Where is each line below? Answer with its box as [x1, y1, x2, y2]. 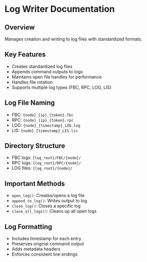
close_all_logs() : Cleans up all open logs [11, 208, 97, 214]
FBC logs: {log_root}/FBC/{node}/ [11, 155, 81, 161]
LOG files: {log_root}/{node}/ [11, 165, 73, 171]
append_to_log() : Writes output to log [11, 198, 87, 204]
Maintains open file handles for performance [11, 74, 102, 80]
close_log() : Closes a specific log [11, 203, 81, 209]
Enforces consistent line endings [11, 251, 78, 257]
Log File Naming [4, 98, 55, 107]
